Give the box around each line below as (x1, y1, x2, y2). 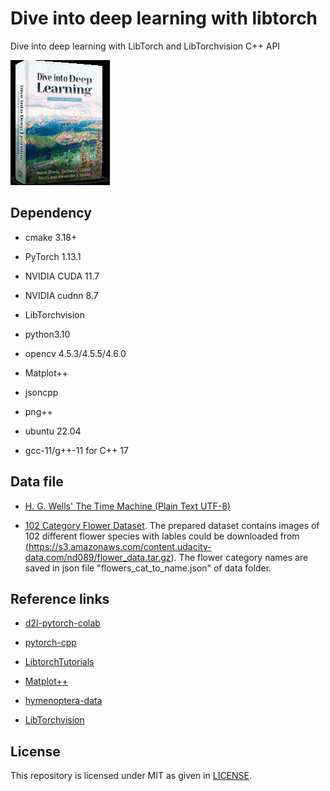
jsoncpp (24, 386, 59, 398)
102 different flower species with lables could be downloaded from (24, 530, 300, 542)
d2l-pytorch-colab (24, 617, 101, 629)
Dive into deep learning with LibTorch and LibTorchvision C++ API (10, 40, 281, 52)
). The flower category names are (170, 551, 309, 563)
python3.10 (24, 328, 71, 340)
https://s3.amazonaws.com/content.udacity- (28, 540, 212, 552)
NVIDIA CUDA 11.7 (24, 270, 100, 282)
